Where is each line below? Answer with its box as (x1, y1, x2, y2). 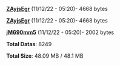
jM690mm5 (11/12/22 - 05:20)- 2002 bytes (6, 29, 114, 36)
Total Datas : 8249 (6, 41, 52, 47)
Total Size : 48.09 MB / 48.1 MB (6, 52, 84, 60)
